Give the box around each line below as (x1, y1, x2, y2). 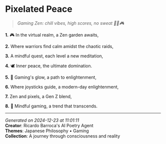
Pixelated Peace (5, 3, 73, 15)
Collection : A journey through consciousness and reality (5, 133, 120, 139)
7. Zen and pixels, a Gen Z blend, (5, 93, 72, 99)
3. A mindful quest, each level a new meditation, (5, 53, 103, 59)
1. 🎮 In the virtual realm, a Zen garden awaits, (5, 32, 99, 38)
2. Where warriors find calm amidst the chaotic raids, (5, 43, 114, 49)
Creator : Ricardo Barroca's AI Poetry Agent (5, 122, 94, 128)
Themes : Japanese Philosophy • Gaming (5, 128, 89, 134)
